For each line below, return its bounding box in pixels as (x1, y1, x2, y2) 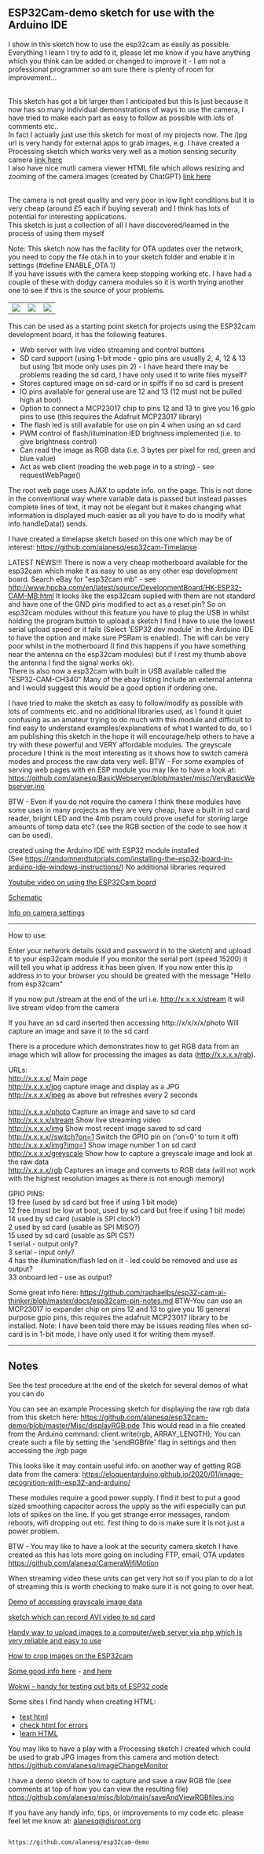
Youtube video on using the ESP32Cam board (8, 877, 156, 887)
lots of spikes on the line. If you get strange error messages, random (8, 1509, 230, 1519)
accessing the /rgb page (8, 1445, 88, 1455)
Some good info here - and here (8, 1666, 112, 1676)
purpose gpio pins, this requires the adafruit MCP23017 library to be (8, 1312, 229, 1322)
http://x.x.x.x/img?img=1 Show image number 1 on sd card (8, 1140, 196, 1150)
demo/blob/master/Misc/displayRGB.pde (8, 1420, 140, 1430)
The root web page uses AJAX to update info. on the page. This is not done (8, 485, 253, 494)
